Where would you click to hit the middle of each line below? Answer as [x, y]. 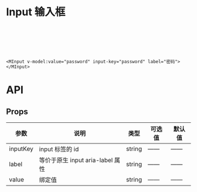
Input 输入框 [36, 12]
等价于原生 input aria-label [76, 160]
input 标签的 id [59, 149]
